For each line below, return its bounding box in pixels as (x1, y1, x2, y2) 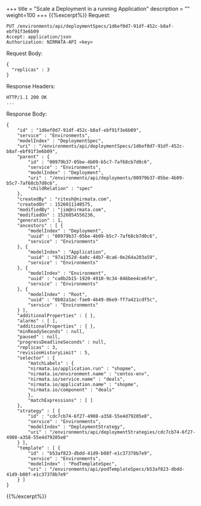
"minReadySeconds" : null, (17, 329, 85, 335)
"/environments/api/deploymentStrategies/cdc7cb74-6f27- (49, 429, 196, 435)
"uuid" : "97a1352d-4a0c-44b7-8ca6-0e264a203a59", (28, 254, 158, 260)
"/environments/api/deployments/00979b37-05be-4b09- (49, 175, 185, 181)
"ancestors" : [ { (17, 223, 63, 229)
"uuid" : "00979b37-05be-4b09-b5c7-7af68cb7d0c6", (28, 233, 158, 239)
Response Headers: (6, 83, 56, 90)
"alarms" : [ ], (17, 318, 59, 324)
